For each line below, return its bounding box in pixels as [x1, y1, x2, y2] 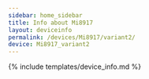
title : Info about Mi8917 [8, 19, 93, 27]
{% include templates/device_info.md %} [8, 62, 142, 71]
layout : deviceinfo [8, 26, 73, 34]
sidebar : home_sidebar [8, 11, 83, 20]
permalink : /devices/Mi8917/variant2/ [8, 33, 136, 41]
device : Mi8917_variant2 [8, 41, 90, 48]
